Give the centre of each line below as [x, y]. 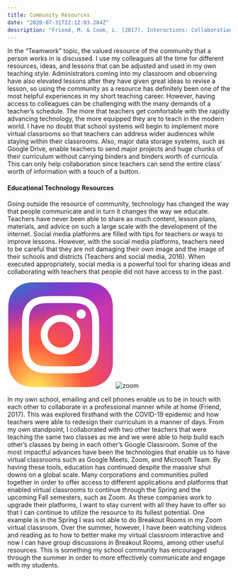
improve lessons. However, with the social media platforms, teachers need [116, 241]
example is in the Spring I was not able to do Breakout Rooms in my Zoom [115, 520]
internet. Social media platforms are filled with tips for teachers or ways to [115, 233]
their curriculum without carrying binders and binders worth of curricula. [113, 157]
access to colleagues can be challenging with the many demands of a [109, 104]
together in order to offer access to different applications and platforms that [118, 482]
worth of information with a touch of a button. [74, 172]
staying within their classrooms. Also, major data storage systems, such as [116, 141]
